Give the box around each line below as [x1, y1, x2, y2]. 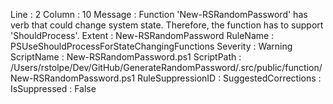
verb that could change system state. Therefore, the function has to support [10, 19, 324, 31]
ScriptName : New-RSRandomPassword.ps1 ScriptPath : [10, 51, 242, 63]
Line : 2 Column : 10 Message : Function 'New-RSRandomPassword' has [10, 9, 308, 20]
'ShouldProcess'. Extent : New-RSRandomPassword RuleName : [10, 30, 275, 41]
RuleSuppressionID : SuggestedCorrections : [137, 72, 322, 84]
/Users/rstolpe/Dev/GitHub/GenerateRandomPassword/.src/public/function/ [10, 62, 323, 73]
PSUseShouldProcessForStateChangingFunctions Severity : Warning [10, 40, 293, 52]
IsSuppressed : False [10, 83, 97, 94]
